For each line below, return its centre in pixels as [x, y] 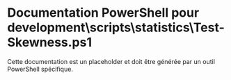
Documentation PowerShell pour [103, 13]
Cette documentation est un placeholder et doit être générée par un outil [111, 61]
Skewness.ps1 [50, 42]
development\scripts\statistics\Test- [116, 27]
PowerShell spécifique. [40, 69]
